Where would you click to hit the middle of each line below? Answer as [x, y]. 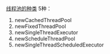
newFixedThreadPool [40, 26]
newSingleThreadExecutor [46, 33]
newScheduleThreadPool [45, 39]
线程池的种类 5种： [29, 8]
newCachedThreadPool [43, 20]
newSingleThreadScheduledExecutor [59, 45]
